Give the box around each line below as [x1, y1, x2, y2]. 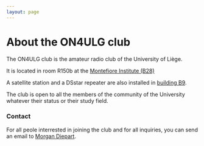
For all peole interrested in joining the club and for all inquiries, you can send [6, 126, 198, 133]
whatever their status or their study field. [6, 97, 108, 104]
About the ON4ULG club [6, 35, 131, 49]
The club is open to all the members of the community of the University [6, 91, 186, 98]
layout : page [6, 9, 40, 15]
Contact [6, 112, 31, 120]
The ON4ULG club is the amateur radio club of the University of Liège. [6, 55, 183, 63]
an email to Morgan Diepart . [6, 132, 76, 140]
